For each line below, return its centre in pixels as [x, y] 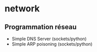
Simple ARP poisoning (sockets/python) [52, 44]
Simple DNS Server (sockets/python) [49, 39]
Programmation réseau [41, 27]
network [22, 9]
